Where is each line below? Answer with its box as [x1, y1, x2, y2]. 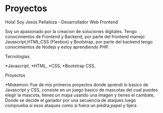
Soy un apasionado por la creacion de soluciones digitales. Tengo [5, 28, 137, 34]
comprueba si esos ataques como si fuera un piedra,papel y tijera [5, 102, 137, 108]
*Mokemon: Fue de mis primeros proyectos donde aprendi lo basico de [5, 81, 148, 88]
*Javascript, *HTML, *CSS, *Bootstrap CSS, [5, 63, 96, 69]
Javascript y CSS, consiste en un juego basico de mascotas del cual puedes [5, 87, 158, 93]
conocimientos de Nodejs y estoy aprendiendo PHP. [5, 44, 109, 50]
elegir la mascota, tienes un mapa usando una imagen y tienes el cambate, [5, 92, 155, 98]
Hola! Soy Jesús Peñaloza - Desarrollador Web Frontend [5, 19, 118, 25]
